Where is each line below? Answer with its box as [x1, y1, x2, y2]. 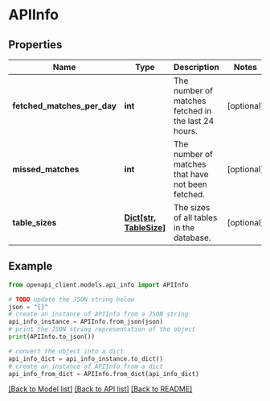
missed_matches [12, 163, 80, 175]
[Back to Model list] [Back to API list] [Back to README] [8, 384, 193, 394]
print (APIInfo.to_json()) [8, 333, 95, 341]
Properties [8, 38, 63, 52]
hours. [173, 126, 198, 136]
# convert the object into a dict [8, 347, 125, 355]
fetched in [173, 105, 212, 116]
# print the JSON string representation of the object [8, 325, 196, 333]
